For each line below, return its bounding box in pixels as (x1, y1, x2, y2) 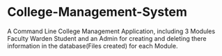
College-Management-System (7, 4, 188, 20)
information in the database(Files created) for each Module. (7, 41, 178, 50)
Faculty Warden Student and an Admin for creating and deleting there (7, 34, 207, 42)
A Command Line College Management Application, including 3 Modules (7, 27, 216, 35)
